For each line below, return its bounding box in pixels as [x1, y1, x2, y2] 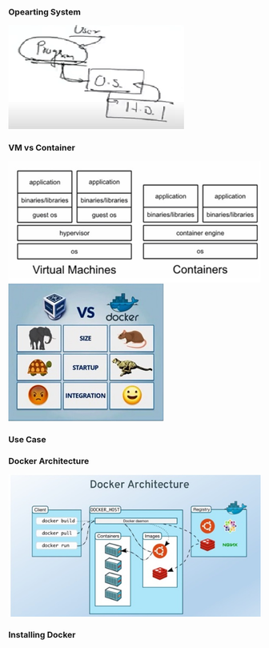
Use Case [8, 433, 46, 445]
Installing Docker [8, 629, 76, 640]
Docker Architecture [8, 455, 90, 466]
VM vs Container [8, 143, 76, 154]
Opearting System [8, 6, 82, 18]
